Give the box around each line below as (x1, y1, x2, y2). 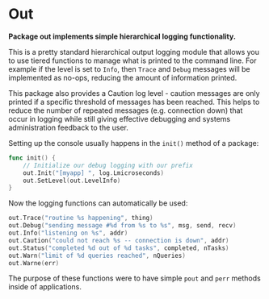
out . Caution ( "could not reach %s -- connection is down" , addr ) (8, 236, 229, 244)
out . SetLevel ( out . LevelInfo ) (23, 176, 121, 185)
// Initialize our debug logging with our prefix (23, 161, 194, 169)
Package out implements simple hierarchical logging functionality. (8, 31, 237, 41)
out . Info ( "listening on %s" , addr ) (8, 229, 128, 238)
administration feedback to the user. (8, 123, 129, 132)
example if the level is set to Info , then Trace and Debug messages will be (8, 64, 250, 73)
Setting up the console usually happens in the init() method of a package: (8, 138, 259, 147)
